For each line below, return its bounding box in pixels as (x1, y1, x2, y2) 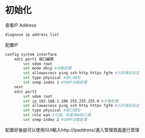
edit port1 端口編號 (14, 56, 54, 62)
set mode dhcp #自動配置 (23, 66, 72, 71)
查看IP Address (5, 22, 36, 28)
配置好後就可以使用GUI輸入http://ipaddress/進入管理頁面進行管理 (5, 126, 139, 133)
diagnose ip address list (5, 32, 59, 37)
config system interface (5, 52, 57, 57)
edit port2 (14, 89, 37, 94)
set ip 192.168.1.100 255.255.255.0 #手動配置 (23, 98, 119, 103)
